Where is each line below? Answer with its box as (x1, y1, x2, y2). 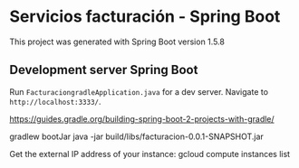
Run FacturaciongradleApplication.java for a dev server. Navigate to (9, 86, 269, 97)
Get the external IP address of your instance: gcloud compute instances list (9, 148, 291, 159)
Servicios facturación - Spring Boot (9, 6, 281, 27)
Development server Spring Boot (9, 62, 198, 78)
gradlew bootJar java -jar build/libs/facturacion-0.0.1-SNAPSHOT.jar (9, 131, 265, 142)
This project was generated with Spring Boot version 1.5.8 (9, 36, 225, 47)
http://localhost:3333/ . (9, 96, 101, 107)
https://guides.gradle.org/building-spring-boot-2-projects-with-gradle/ (9, 113, 275, 124)
